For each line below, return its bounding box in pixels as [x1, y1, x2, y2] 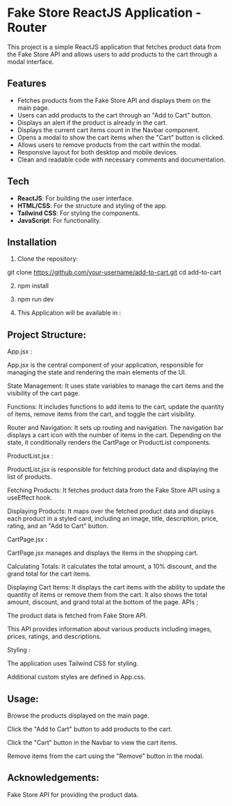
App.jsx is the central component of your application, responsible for [7, 361, 204, 370]
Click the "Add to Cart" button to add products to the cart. [7, 725, 172, 733]
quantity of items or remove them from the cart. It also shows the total [7, 590, 208, 599]
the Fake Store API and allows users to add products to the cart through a [7, 50, 217, 58]
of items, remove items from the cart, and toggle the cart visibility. [7, 410, 196, 418]
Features [7, 78, 47, 90]
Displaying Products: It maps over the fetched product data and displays [7, 507, 214, 516]
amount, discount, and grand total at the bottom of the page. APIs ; [7, 598, 199, 606]
